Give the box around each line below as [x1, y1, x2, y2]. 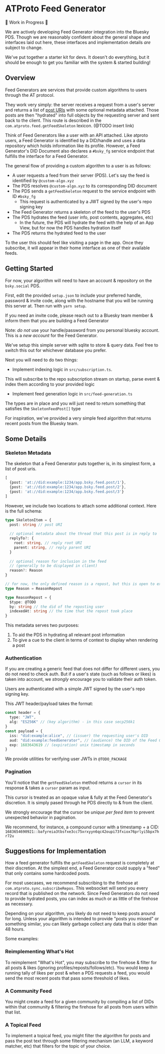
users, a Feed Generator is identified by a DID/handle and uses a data [5, 137, 146, 143]
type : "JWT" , [9, 715, 36, 720]
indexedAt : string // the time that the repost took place [9, 609, 133, 614]
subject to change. [5, 44, 43, 50]
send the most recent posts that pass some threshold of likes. [5, 975, 130, 981]
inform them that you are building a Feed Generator [5, 317, 109, 323]
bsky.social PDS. [5, 282, 41, 289]
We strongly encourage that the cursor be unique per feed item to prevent [5, 809, 155, 815]
